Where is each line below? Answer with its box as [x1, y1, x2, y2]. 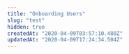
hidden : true [7, 23, 45, 30]
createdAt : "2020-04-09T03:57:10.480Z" [7, 29, 123, 37]
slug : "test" [7, 17, 45, 24]
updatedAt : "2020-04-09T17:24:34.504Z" [7, 36, 123, 43]
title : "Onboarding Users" [7, 10, 86, 18]
